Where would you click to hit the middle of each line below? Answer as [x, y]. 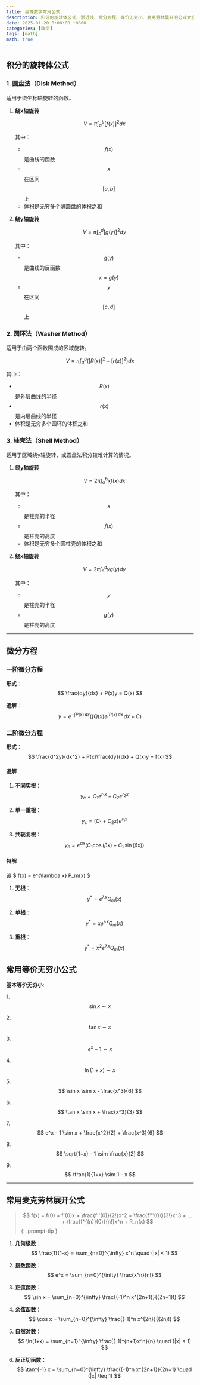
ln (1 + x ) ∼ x [100, 1070]
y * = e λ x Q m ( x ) [104, 899]
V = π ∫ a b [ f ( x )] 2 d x [104, 124]
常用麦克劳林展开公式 [45, 1201]
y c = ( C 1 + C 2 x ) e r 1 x [104, 821]
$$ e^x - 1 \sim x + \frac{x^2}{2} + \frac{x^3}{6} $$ [100, 1132]
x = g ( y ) [109, 277]
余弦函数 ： [28, 1309]
